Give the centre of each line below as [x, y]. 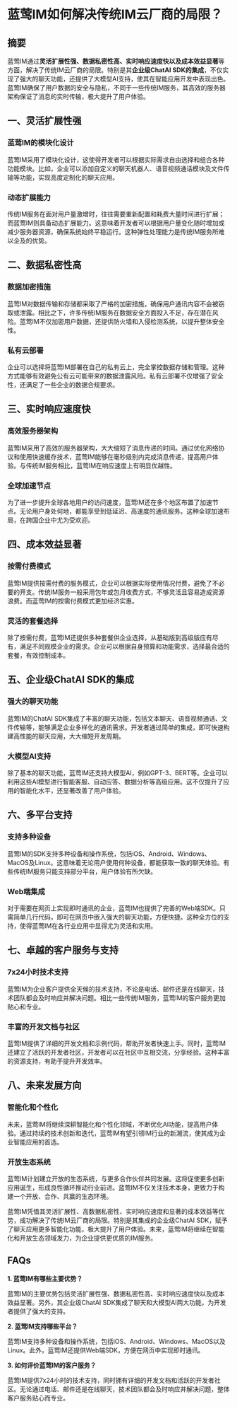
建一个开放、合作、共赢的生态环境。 [60, 1196]
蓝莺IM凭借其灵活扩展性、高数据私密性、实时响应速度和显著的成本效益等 [113, 1211]
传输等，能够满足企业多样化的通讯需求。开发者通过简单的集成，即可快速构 [121, 727]
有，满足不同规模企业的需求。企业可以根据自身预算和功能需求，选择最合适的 [119, 646]
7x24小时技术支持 [38, 972]
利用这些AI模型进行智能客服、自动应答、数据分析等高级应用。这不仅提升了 [115, 782]
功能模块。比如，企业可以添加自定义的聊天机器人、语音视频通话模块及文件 [115, 168]
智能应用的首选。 [38, 1142]
